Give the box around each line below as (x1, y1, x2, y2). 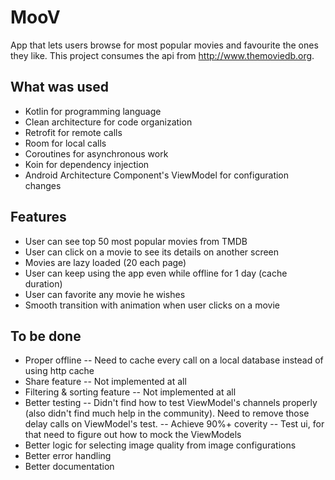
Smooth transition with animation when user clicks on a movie (24, 299, 280, 311)
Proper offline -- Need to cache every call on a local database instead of (24, 354, 324, 366)
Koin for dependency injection (24, 158, 150, 170)
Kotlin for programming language (24, 105, 162, 117)
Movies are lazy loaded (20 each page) (24, 256, 187, 268)
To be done (10, 327, 82, 345)
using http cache (24, 365, 95, 377)
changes (24, 179, 62, 191)
